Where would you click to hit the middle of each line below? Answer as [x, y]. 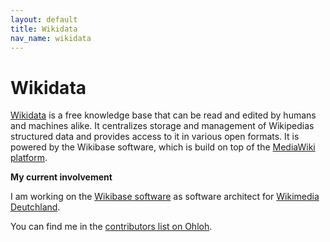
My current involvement [61, 177]
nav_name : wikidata [51, 38]
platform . [29, 158]
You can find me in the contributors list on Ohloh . [111, 227]
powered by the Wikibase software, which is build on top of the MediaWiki [163, 147]
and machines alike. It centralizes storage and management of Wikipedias [162, 126]
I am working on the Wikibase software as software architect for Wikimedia [165, 197]
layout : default [44, 19]
